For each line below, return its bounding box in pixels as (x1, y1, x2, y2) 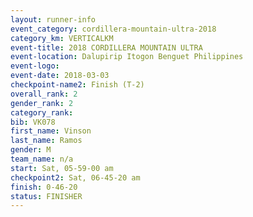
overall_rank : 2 (10, 89, 78, 99)
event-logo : (10, 61, 60, 71)
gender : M (10, 145, 52, 155)
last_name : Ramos (10, 136, 83, 146)
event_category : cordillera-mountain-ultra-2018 (10, 24, 217, 34)
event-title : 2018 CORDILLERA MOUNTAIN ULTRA (10, 42, 203, 53)
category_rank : (10, 107, 74, 118)
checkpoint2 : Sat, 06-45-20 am (10, 172, 141, 183)
